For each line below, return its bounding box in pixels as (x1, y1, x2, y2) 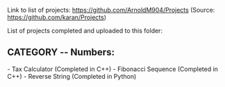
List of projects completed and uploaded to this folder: (7, 27, 163, 35)
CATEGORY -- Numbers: (7, 46, 115, 58)
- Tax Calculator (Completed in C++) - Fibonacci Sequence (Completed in (7, 65, 219, 73)
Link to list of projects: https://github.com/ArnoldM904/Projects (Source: (7, 6, 215, 14)
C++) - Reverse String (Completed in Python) (7, 72, 137, 80)
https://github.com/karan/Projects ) (7, 13, 106, 21)
